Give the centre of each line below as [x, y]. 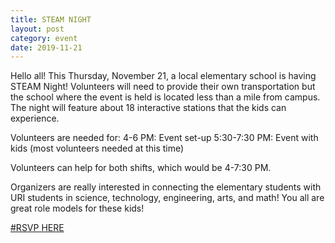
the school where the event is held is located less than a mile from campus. [165, 97]
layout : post [37, 29]
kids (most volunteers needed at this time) [97, 148]
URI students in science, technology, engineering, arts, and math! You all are [167, 198]
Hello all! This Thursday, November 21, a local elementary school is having [163, 76]
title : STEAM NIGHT [51, 19]
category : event [44, 38]
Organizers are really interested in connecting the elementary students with [166, 187]
